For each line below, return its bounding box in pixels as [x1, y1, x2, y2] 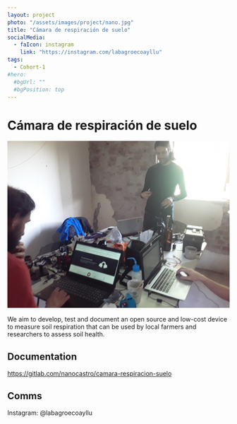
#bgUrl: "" [13, 78, 46, 86]
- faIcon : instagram [13, 41, 74, 49]
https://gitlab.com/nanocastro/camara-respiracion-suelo [7, 370, 172, 378]
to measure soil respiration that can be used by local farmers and [7, 322, 197, 331]
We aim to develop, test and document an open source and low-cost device [7, 315, 228, 324]
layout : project [7, 11, 55, 18]
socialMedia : [7, 34, 46, 41]
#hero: [7, 71, 27, 78]
